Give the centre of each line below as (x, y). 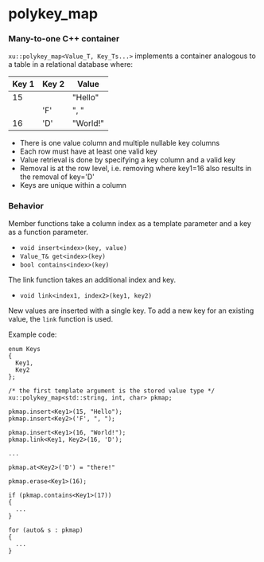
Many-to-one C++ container (64, 39)
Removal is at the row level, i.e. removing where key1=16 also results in (136, 169)
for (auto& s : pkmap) (46, 530)
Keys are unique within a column (73, 185)
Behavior (26, 206)
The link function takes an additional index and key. (92, 279)
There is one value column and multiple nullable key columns (120, 143)
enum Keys (25, 349)
